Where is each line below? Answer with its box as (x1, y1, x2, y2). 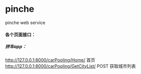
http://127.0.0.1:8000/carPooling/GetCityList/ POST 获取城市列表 (5, 63, 136, 69)
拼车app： (5, 44, 27, 49)
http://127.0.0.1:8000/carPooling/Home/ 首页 (5, 57, 95, 63)
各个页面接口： (5, 31, 36, 37)
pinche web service (5, 20, 46, 25)
